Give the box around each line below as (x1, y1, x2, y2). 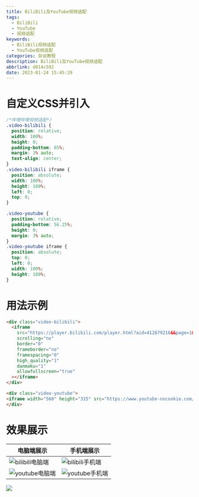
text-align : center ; (11, 156, 62, 162)
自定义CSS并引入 (6, 97, 90, 111)
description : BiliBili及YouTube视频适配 (6, 58, 102, 64)
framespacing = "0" (17, 352, 60, 358)
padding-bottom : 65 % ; (11, 144, 65, 150)
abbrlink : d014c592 (6, 64, 54, 70)
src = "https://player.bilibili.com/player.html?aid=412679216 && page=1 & (17, 330, 195, 336)
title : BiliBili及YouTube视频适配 (6, 8, 87, 15)
